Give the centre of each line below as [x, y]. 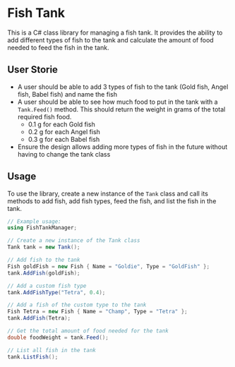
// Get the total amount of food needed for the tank [88, 331]
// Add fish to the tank [44, 260]
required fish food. [44, 116]
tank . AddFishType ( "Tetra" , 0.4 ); [56, 292]
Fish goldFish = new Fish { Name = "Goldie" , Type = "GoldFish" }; [109, 266]
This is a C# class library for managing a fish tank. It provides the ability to [115, 32]
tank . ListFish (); [33, 357]
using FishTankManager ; [42, 228]
